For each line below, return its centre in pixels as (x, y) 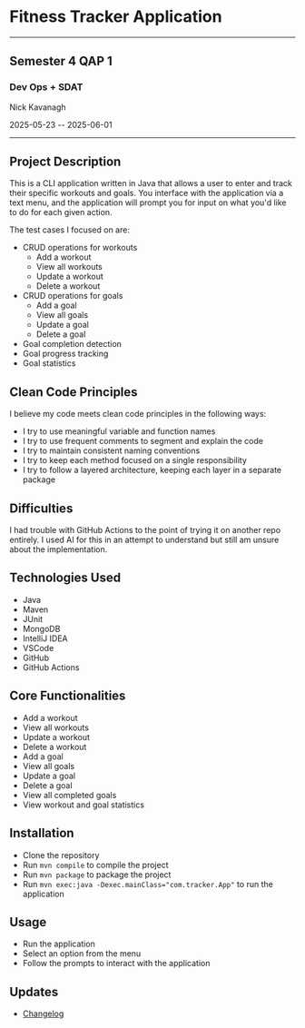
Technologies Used (65, 578)
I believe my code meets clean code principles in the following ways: (138, 414)
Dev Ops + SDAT (46, 87)
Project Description (65, 162)
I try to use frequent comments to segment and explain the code (143, 441)
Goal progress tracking (65, 354)
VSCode (38, 647)
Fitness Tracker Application (116, 17)
